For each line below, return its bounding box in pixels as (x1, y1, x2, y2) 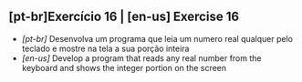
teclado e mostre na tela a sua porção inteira (21, 43, 190, 54)
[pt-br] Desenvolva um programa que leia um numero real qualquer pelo (21, 33, 294, 44)
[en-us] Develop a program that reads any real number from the (21, 52, 262, 64)
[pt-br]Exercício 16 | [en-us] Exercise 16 (8, 9, 239, 25)
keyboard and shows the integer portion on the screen (21, 62, 227, 73)
